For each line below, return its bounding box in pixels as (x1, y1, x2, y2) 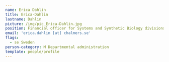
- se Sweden (10, 40, 35, 45)
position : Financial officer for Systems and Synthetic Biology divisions (5, 26, 165, 31)
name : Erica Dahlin (5, 7, 46, 12)
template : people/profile (5, 49, 59, 54)
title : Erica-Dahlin (5, 12, 49, 17)
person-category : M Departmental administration (5, 44, 109, 49)
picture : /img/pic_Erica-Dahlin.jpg (5, 21, 82, 26)
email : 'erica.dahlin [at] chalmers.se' (5, 30, 92, 35)
